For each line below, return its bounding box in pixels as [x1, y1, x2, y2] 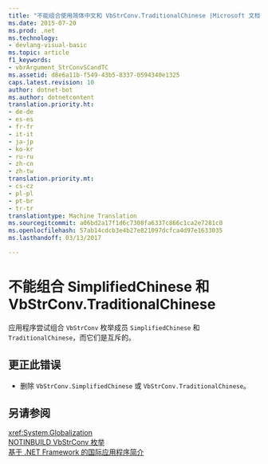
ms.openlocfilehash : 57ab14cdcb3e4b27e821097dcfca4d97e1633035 [8, 226, 223, 235]
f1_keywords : [8, 57, 52, 65]
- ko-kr [8, 145, 34, 153]
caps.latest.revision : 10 [8, 78, 94, 86]
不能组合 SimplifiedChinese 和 [8, 278, 210, 296]
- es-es [8, 116, 34, 124]
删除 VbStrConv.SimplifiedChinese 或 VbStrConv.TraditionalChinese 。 [19, 380, 251, 391]
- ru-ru [8, 152, 34, 160]
